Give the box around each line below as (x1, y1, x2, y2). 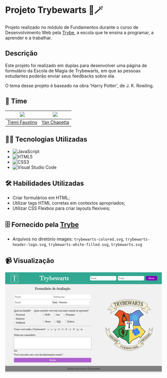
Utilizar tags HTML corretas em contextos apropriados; (12, 200, 126, 206)
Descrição (5, 49, 38, 58)
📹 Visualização (5, 256, 55, 265)
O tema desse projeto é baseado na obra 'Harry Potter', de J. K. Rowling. (5, 82, 154, 88)
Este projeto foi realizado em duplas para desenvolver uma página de (5, 62, 148, 68)
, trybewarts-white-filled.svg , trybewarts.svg (46, 241, 143, 247)
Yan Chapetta (41, 119, 70, 125)
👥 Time (5, 97, 27, 105)
